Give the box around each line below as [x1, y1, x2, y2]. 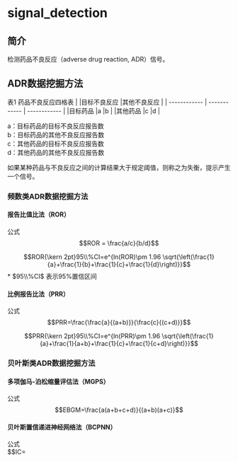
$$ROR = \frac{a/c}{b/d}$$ [79, 238, 159, 247]
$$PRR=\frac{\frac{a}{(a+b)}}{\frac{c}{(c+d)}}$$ [47, 318, 191, 327]
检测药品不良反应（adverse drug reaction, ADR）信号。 [7, 55, 169, 63]
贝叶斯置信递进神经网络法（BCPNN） [7, 422, 117, 431]
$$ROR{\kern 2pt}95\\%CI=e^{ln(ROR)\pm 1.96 [23, 253, 161, 261]
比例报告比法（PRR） [7, 289, 69, 298]
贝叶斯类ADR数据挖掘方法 [7, 359, 96, 369]
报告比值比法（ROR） [7, 210, 71, 219]
